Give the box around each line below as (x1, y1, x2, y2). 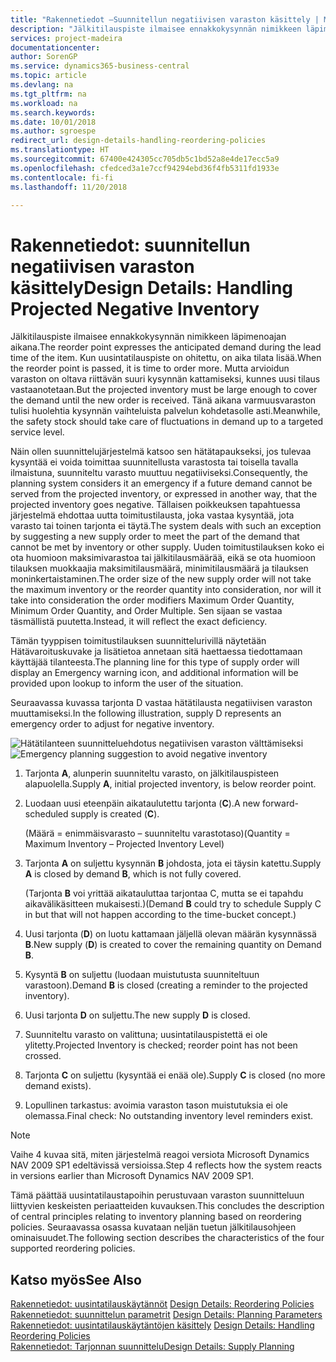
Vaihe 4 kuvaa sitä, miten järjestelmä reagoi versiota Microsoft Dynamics (10, 1149, 310, 1161)
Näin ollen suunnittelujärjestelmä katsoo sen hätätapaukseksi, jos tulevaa (10, 446, 312, 458)
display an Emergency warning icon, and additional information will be (10, 667, 299, 679)
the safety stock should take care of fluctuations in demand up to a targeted (10, 416, 324, 428)
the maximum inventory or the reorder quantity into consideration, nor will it (10, 584, 322, 596)
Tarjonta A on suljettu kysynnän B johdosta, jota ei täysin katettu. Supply (24, 857, 322, 870)
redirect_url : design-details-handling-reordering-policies (10, 136, 267, 146)
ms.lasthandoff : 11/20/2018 (10, 182, 128, 192)
